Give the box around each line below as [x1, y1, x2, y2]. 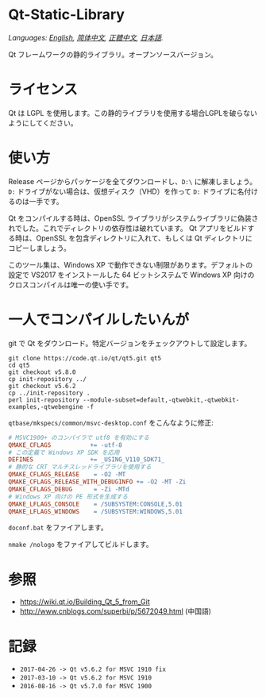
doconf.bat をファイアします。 [8, 522, 109, 533]
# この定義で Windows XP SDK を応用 [8, 449, 120, 456]
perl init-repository [8, 395, 80, 404]
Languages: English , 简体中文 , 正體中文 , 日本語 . [8, 33, 164, 42]
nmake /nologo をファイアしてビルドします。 [8, 540, 153, 549]
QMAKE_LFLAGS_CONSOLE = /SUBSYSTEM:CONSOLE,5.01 [8, 500, 183, 508]
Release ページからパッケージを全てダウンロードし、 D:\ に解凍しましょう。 [8, 176, 257, 186]
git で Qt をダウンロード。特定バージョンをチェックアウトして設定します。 [8, 338, 252, 348]
